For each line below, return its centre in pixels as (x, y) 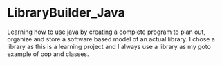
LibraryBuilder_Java (66, 13)
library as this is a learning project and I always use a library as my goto (109, 46)
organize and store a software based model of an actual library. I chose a (111, 39)
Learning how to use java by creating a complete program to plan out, (107, 32)
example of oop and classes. (48, 54)
